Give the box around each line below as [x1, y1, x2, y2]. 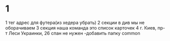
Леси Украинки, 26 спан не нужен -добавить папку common [8, 30, 140, 36]
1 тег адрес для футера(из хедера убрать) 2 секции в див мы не [5, 19, 144, 25]
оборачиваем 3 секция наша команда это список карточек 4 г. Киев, [5, 24, 157, 30]
